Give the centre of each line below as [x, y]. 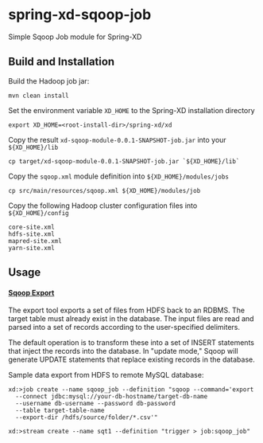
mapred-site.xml [35, 241]
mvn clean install [39, 96]
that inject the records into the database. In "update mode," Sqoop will [123, 351]
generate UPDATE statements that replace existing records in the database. [132, 359]
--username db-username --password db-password [96, 404]
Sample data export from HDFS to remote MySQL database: [106, 375]
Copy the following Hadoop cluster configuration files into [103, 206]
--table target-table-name [60, 411]
